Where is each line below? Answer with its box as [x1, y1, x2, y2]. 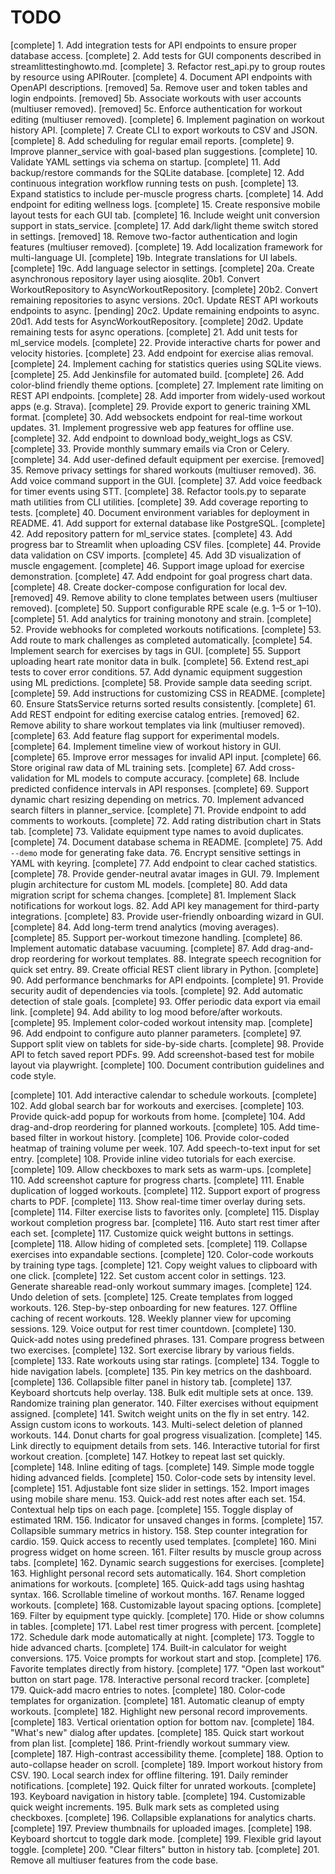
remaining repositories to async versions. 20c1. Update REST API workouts [10, 294, 319, 306]
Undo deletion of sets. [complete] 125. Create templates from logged [10, 1291, 293, 1303]
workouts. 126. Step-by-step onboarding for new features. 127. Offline [10, 1301, 298, 1313]
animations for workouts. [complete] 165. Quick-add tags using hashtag [10, 1577, 305, 1590]
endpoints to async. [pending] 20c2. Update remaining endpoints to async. [10, 304, 320, 316]
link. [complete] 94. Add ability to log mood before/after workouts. [10, 1006, 283, 1018]
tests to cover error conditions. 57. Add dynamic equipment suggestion [10, 666, 303, 678]
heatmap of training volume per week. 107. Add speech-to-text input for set [10, 1142, 321, 1154]
